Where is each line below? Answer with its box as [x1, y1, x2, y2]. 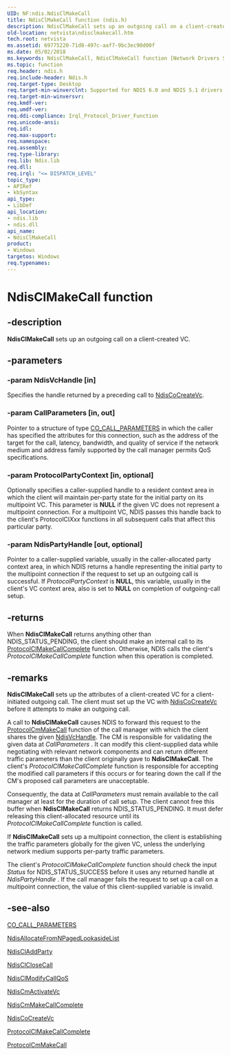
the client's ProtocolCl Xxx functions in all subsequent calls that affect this [7, 515, 216, 524]
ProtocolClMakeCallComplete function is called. [7, 819, 143, 827]
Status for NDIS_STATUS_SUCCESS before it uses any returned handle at [7, 868, 214, 876]
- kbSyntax [7, 189, 38, 196]
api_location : [7, 209, 48, 215]
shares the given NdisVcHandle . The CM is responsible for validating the [7, 732, 212, 740]
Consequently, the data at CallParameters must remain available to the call [7, 789, 219, 798]
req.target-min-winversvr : [7, 94, 85, 100]
